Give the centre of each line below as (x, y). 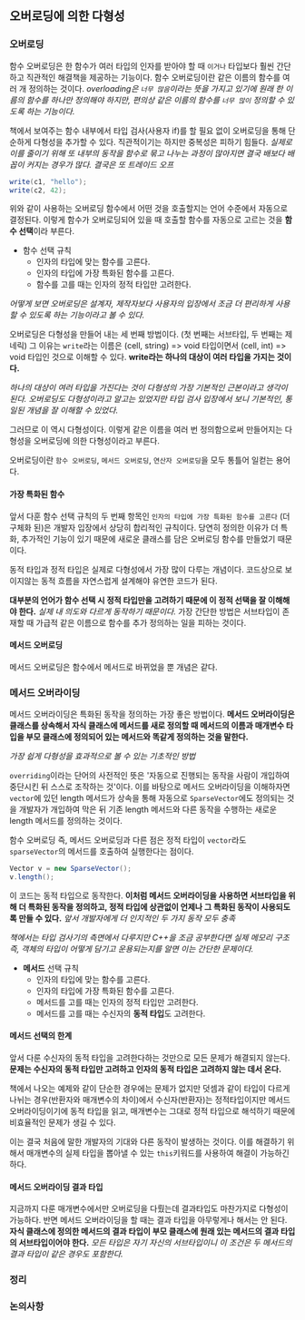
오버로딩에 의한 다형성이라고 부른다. (97, 441)
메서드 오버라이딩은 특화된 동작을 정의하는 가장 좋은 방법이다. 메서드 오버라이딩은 (152, 714)
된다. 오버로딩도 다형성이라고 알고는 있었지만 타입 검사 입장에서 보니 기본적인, (146, 399)
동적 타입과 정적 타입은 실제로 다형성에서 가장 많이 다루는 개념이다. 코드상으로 (146, 569)
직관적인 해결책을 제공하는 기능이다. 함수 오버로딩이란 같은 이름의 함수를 (153, 77)
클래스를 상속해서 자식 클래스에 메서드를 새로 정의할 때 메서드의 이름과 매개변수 (147, 726)
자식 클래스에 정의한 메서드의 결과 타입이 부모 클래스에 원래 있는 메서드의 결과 (144, 1231)
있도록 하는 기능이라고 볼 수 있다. (87, 315)
